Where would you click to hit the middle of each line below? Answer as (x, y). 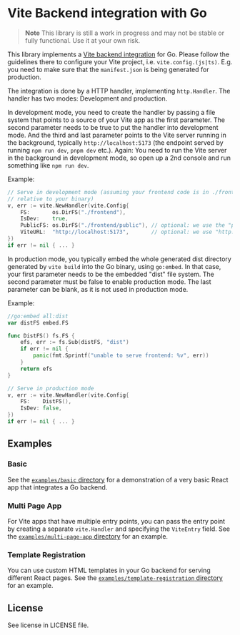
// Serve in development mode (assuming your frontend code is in (108, 192)
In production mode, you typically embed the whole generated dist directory (120, 259)
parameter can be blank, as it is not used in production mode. (98, 289)
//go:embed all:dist (38, 316)
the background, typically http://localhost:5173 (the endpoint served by (115, 142)
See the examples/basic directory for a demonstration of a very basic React (118, 479)
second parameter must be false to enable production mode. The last (110, 281)
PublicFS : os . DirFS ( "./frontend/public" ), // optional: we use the (122, 225)
